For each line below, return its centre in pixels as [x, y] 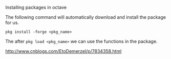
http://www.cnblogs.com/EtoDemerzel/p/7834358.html [63, 51]
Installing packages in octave [36, 7]
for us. [12, 23]
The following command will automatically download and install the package [86, 17]
